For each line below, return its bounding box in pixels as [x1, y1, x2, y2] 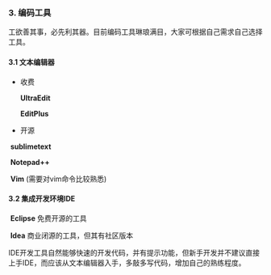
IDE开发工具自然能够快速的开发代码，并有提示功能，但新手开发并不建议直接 [8, 247, 261, 257]
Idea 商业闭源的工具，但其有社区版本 [10, 231, 134, 240]
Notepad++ [10, 157, 50, 167]
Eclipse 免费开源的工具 [10, 213, 87, 223]
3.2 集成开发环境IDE [8, 194, 76, 204]
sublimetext [10, 142, 52, 151]
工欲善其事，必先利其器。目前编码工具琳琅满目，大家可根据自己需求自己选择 [8, 27, 263, 37]
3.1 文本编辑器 [8, 57, 55, 66]
